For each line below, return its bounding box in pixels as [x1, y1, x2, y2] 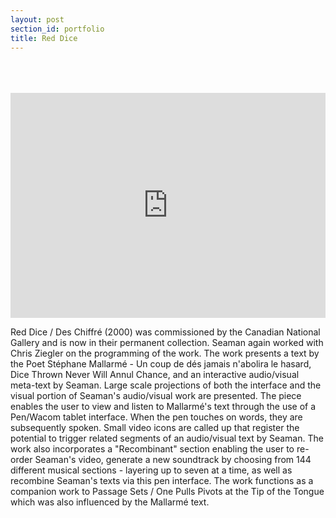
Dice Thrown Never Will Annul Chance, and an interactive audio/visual [10, 369, 300, 381]
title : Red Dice [10, 33, 78, 43]
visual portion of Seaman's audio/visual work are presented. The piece [10, 390, 302, 402]
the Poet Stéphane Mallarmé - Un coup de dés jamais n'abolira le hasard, [10, 358, 312, 370]
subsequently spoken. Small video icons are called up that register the [10, 422, 300, 434]
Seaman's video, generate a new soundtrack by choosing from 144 [34, 454, 312, 466]
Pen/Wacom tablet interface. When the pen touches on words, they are [10, 411, 303, 423]
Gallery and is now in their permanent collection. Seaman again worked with [10, 337, 324, 349]
